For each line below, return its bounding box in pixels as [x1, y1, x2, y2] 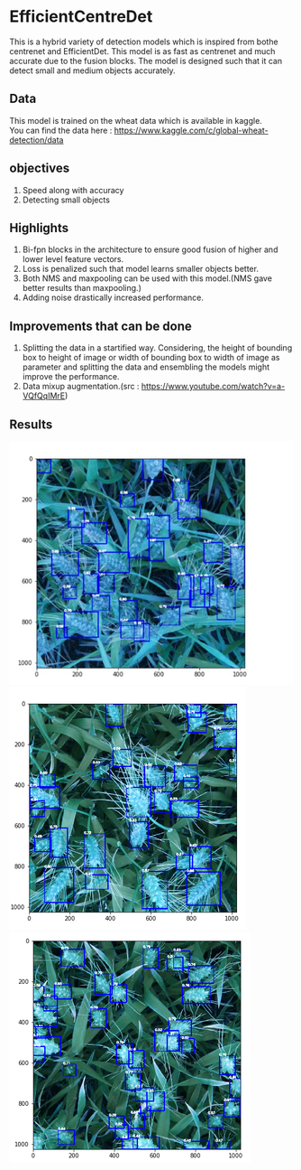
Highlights [9, 220, 69, 236]
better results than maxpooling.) [22, 283, 141, 294]
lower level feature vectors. [22, 254, 124, 265]
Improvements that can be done [9, 318, 192, 333]
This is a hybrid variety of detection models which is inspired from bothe [9, 36, 278, 47]
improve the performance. [22, 371, 120, 382]
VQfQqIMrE [22, 390, 66, 401]
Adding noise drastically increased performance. [22, 292, 205, 304]
